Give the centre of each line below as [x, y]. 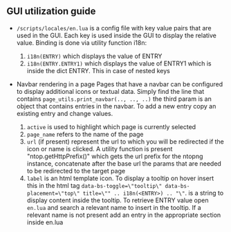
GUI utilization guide [51, 11]
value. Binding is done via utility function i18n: [81, 42]
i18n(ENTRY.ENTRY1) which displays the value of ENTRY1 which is [119, 63]
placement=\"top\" [53, 193]
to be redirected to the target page [76, 171]
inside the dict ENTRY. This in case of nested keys [98, 70]
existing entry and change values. [65, 113]
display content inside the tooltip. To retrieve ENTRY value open [118, 200]
